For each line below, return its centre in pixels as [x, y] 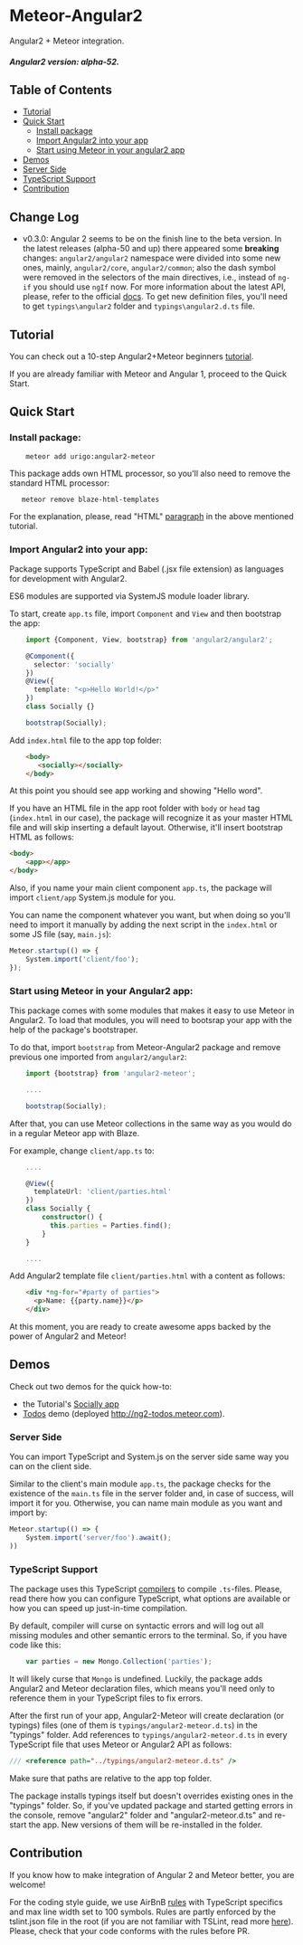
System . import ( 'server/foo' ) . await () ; [99, 1537]
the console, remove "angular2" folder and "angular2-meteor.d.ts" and [141, 1815]
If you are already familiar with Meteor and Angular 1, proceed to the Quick [148, 374]
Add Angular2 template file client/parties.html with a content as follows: [147, 1276]
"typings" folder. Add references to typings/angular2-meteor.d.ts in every [148, 1734]
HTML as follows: [42, 837]
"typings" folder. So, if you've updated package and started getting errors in [151, 1805]
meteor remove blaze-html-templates [90, 499]
